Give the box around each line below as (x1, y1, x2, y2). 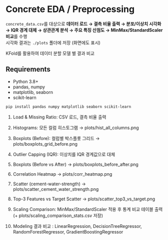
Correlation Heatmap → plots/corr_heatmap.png (12, 171, 112, 177)
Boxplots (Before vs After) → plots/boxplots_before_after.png (12, 161, 139, 167)
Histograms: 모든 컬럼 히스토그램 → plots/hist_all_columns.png (12, 125, 139, 131)
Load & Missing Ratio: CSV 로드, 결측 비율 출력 (12, 114, 106, 120)
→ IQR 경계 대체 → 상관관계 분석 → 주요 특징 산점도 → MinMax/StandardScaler (5, 27, 163, 33)
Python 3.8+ (12, 78, 39, 84)
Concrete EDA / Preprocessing (5, 4, 134, 15)
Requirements (5, 65, 50, 74)
